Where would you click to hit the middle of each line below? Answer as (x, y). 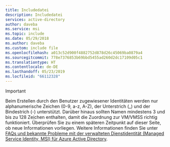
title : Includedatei (27, 10)
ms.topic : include (25, 34)
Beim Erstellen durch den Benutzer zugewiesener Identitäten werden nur (82, 101)
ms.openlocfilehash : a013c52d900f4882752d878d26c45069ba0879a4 (74, 53)
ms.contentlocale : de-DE (32, 67)
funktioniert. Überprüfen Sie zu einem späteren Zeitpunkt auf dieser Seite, (83, 122)
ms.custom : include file (32, 48)
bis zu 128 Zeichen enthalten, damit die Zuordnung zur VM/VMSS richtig (81, 117)
